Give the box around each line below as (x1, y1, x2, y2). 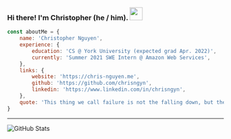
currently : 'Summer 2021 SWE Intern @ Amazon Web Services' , (32, 54, 211, 61)
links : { (19, 67, 45, 74)
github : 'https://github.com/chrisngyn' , (32, 80, 153, 87)
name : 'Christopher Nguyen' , (19, 35, 103, 42)
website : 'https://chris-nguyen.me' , (32, 73, 140, 81)
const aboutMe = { (7, 28, 60, 36)
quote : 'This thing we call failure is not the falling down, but (19, 98, 214, 106)
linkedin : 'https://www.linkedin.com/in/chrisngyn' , (32, 86, 186, 93)
